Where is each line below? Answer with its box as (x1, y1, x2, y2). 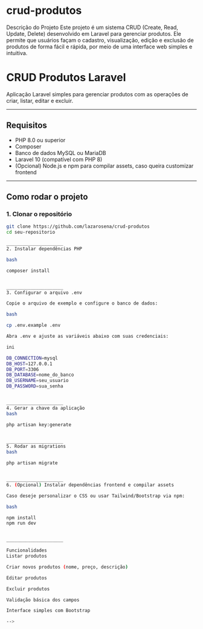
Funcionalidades (6, 547, 47, 554)
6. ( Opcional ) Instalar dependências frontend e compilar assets (6, 482, 174, 488)
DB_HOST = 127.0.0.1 (6, 361, 53, 367)
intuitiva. (6, 49, 28, 56)
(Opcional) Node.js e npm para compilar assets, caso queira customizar (14, 162, 194, 170)
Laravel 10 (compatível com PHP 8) (14, 156, 103, 163)
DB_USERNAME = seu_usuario (6, 378, 69, 384)
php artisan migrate (6, 460, 59, 466)
